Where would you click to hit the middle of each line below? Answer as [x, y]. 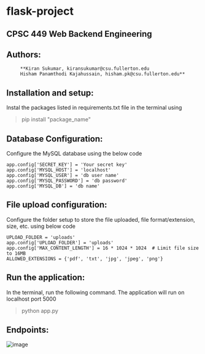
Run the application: [46, 278]
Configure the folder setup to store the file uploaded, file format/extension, [101, 219]
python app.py [40, 311]
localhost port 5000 [31, 299]
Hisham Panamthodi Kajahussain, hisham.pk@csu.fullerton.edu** [102, 74]
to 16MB [16, 253]
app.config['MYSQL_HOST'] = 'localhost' [59, 170]
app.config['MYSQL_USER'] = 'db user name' [63, 176]
